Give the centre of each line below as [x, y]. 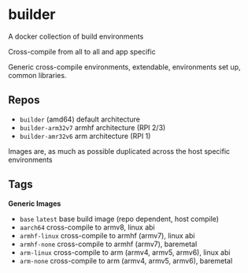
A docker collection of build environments [76, 36]
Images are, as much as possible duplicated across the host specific [119, 151]
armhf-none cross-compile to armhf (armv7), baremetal [108, 244]
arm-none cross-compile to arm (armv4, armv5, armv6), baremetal [126, 260]
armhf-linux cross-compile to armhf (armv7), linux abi [107, 235]
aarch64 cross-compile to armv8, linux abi [87, 227]
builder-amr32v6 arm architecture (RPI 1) [85, 136]
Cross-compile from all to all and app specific [82, 51]
